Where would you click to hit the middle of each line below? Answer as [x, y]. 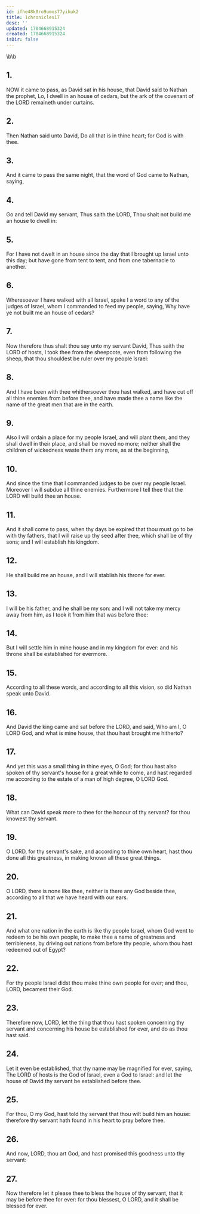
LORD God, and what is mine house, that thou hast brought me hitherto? [95, 733]
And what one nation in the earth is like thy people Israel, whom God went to [100, 931]
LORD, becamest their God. [40, 989]
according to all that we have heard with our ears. [67, 897]
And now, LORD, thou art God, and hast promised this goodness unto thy [96, 1154]
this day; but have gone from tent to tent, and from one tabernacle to [91, 260]
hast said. [18, 1035]
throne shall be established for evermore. [57, 654]
